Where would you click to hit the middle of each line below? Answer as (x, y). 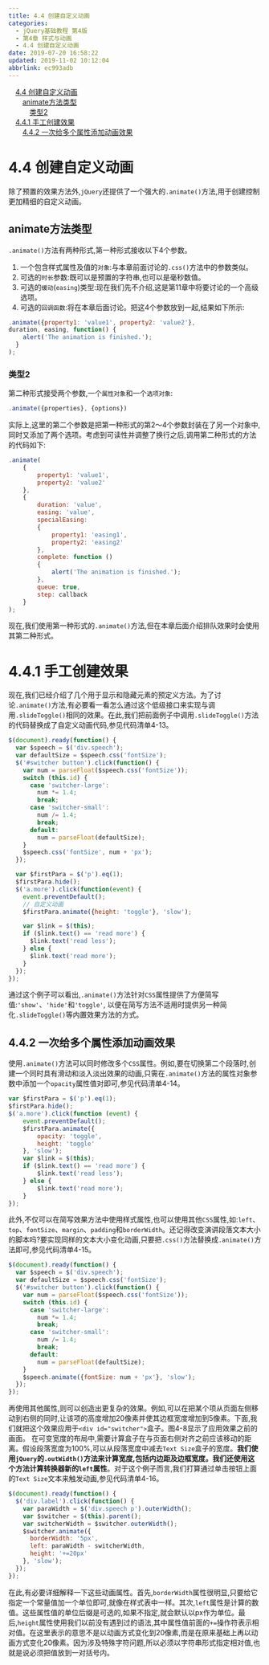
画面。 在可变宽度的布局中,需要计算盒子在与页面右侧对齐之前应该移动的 (126, 1439)
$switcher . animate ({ (57, 1531)
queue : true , (59, 587)
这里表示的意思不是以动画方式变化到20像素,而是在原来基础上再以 (143, 1632)
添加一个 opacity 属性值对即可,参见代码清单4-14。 (103, 1083)
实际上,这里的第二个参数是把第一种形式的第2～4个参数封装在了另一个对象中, (134, 425)
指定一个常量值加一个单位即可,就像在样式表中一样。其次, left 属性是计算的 (130, 1602)
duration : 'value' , (70, 505)
